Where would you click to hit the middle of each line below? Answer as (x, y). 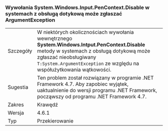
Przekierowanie (55, 121)
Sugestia (18, 87)
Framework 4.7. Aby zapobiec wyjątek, (83, 84)
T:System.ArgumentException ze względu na (88, 63)
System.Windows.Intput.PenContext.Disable (91, 45)
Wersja (16, 113)
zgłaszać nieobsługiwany (67, 57)
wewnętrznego (55, 38)
